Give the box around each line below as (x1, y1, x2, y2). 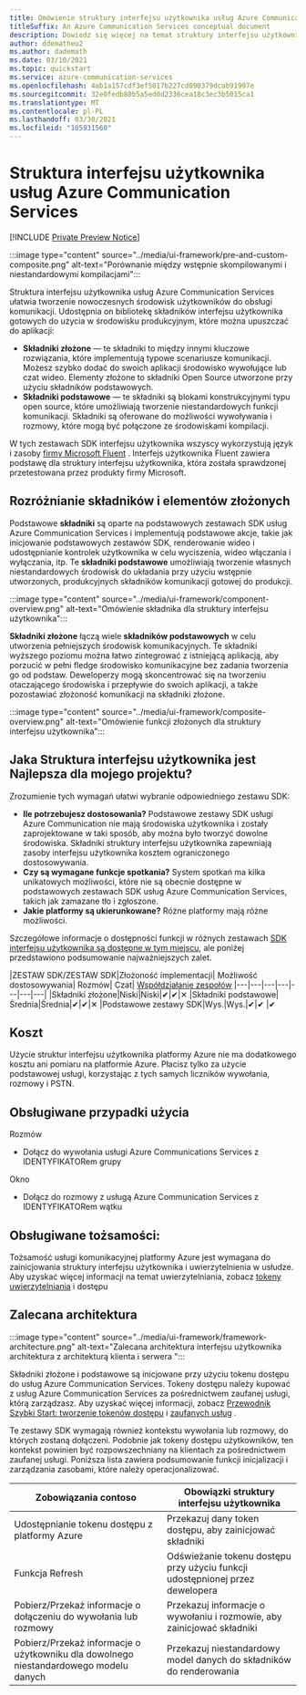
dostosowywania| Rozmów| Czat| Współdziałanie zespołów (9, 979, 232, 990)
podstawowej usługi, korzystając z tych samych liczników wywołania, (9, 1069, 270, 1080)
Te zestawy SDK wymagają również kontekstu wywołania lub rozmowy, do (9, 1424, 289, 1436)
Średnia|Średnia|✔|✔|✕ (9, 998, 98, 1009)
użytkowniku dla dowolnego (14, 1648, 134, 1660)
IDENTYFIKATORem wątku (22, 1201, 123, 1213)
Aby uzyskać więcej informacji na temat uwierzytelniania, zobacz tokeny (9, 1271, 282, 1282)
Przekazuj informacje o (167, 1598, 266, 1611)
